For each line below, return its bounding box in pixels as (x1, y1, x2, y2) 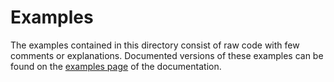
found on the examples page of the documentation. (10, 60, 222, 72)
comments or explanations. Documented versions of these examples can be (10, 49, 324, 61)
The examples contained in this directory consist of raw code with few (10, 39, 300, 51)
